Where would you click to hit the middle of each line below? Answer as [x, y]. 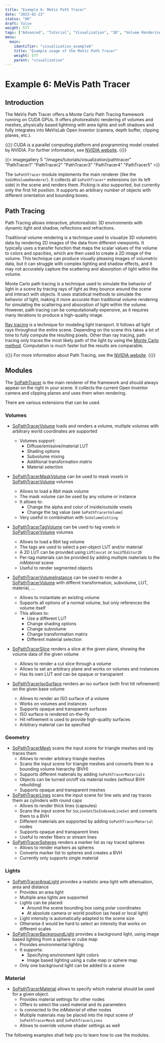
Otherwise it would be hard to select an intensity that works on [83, 923]
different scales [35, 929]
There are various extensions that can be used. [53, 403]
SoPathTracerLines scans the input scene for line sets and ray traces [82, 795]
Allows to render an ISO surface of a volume [64, 699]
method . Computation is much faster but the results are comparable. [74, 346]
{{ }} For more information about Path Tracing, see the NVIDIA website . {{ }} [80, 355]
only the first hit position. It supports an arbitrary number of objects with [78, 190]
